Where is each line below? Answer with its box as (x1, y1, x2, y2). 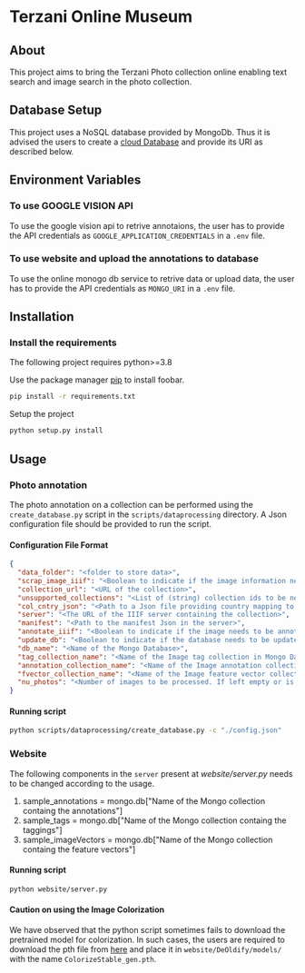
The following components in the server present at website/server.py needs (9, 768, 293, 779)
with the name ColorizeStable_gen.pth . (9, 953, 157, 964)
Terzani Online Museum (9, 6, 193, 27)
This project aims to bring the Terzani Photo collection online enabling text (9, 66, 288, 77)
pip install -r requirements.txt (9, 392, 136, 402)
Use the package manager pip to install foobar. (9, 374, 184, 385)
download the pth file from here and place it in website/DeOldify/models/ (9, 943, 282, 955)
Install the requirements (9, 336, 117, 349)
